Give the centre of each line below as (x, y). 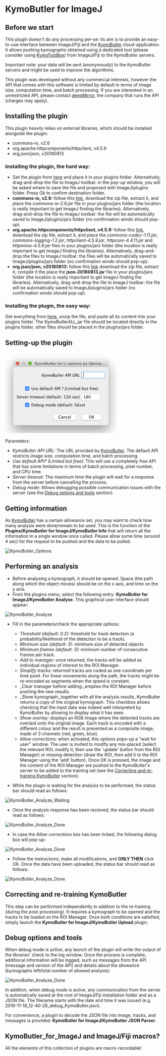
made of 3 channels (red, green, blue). (59, 733)
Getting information (36, 508)
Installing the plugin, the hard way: (48, 166)
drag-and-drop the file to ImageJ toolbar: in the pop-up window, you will (86, 182)
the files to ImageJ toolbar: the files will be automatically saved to (90, 256)
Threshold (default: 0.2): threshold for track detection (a (77, 633)
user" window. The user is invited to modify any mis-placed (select (88, 744)
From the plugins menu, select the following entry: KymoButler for (80, 594)
